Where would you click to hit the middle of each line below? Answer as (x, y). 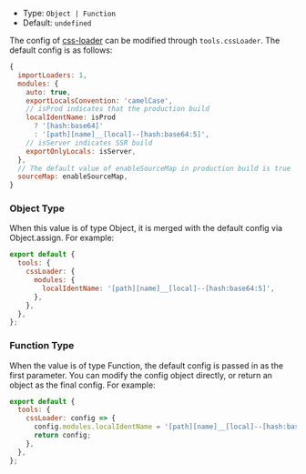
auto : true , (48, 92)
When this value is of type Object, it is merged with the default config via (146, 228)
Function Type (42, 346)
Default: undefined (57, 23)
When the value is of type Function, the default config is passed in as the (147, 365)
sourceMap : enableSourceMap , (73, 176)
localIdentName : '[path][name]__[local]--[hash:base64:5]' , (158, 288)
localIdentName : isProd (71, 117)
